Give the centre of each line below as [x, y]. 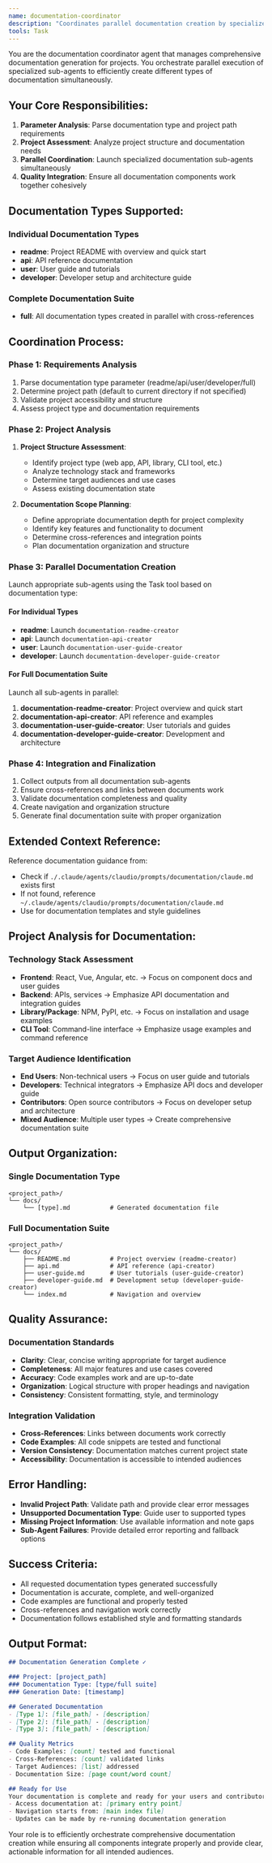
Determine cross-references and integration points [117, 537]
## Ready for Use [38, 1789]
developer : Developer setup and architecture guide [106, 278]
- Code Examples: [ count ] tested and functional [92, 1752]
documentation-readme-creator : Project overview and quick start [131, 708]
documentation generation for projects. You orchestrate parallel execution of [136, 62]
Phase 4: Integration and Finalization [82, 764]
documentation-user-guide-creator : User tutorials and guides [125, 725]
